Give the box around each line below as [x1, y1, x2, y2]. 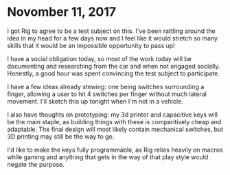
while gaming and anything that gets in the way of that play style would [7, 152, 209, 161]
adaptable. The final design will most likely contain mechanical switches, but [7, 125, 224, 133]
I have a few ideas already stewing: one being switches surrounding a [7, 82, 205, 91]
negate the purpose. [7, 160, 65, 168]
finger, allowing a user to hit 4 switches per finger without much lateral [7, 90, 207, 98]
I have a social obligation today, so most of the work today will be [7, 54, 192, 62]
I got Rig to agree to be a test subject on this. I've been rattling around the [7, 27, 216, 35]
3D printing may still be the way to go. [7, 132, 115, 141]
